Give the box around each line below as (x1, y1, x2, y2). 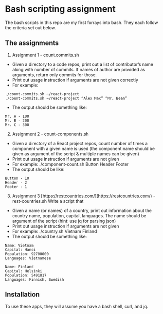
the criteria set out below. (5, 24, 56, 30)
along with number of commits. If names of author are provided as (12, 66, 145, 72)
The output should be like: (12, 166, 65, 172)
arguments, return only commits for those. (12, 72, 97, 78)
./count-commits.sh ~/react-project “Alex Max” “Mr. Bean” (5, 96, 127, 101)
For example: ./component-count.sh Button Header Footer (12, 161, 129, 167)
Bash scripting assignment (5, 3, 116, 15)
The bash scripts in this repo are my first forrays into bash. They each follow (5, 20, 158, 25)
